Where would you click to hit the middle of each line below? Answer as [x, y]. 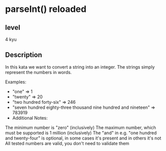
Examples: [16, 82]
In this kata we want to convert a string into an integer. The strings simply [80, 67]
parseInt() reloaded [46, 9]
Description [24, 55]
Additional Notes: [30, 118]
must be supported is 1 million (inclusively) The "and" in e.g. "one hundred [81, 133]
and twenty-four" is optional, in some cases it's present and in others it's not [83, 138]
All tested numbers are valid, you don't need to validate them [67, 143]
